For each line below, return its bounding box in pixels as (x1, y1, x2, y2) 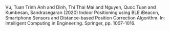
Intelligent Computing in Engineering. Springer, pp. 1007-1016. (5, 20, 136, 26)
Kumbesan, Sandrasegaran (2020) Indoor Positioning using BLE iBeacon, (5, 9, 160, 15)
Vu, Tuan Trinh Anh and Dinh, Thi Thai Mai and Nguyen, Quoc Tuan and (5, 4, 156, 10)
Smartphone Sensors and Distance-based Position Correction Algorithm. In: (5, 15, 165, 20)
